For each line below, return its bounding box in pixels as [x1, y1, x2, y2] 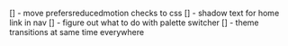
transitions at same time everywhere [9, 27, 145, 37]
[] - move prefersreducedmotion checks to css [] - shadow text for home [9, 8, 280, 18]
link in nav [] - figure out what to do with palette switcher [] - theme [9, 17, 259, 28]
